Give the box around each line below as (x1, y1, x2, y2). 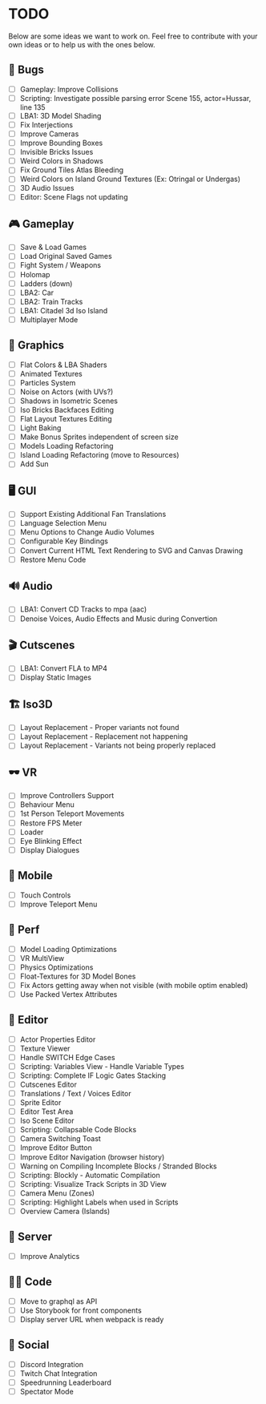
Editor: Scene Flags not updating (19, 192, 128, 202)
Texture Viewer (19, 1043, 71, 1053)
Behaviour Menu (19, 800, 75, 809)
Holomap (19, 269, 50, 279)
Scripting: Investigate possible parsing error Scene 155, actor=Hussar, (19, 93, 252, 103)
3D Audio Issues (19, 184, 75, 193)
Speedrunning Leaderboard (19, 1378, 112, 1387)
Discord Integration (19, 1359, 84, 1369)
